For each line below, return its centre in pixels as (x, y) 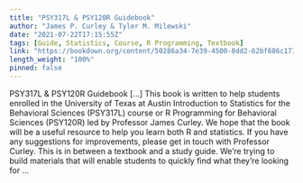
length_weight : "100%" (52, 59)
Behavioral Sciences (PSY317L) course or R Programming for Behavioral (143, 113)
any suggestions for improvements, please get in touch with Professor (140, 142)
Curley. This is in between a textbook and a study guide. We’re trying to (142, 151)
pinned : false (36, 69)
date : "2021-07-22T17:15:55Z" (66, 34)
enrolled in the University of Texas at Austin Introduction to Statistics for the (150, 103)
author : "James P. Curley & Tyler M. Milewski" (101, 26)
